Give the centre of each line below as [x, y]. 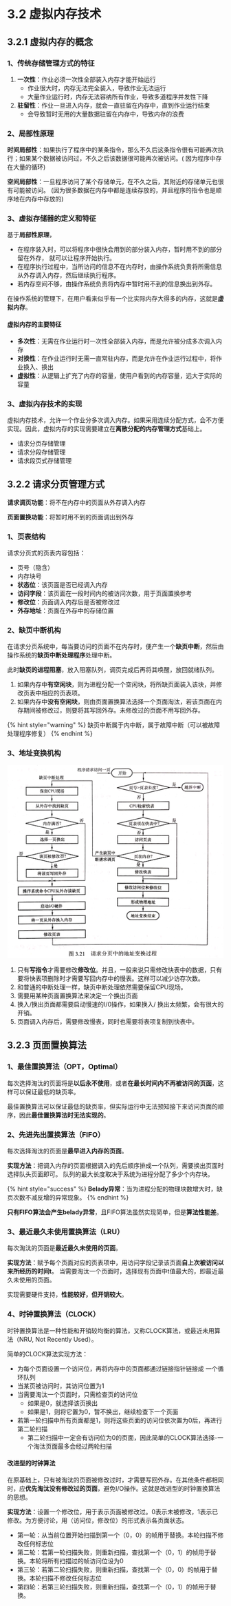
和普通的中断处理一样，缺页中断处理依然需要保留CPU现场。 [102, 987]
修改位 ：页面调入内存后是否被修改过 [68, 602]
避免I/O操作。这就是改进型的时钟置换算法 [162, 1488]
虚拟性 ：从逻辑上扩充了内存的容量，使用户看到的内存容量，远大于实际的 [119, 375]
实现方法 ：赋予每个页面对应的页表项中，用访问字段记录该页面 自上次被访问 [112, 1262]
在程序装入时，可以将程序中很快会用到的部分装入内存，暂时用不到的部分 [119, 250]
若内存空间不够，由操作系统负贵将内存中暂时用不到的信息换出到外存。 [117, 284]
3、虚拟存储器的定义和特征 [52, 219]
